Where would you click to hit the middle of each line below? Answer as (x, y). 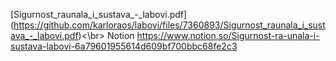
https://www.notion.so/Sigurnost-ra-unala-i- (228, 35)
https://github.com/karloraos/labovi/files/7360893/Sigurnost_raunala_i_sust (169, 25)
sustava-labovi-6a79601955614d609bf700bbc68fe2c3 (124, 46)
